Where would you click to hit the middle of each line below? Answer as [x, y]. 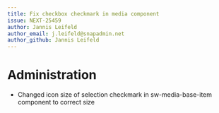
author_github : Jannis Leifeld [53, 40]
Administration [52, 75]
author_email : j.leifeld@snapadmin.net [66, 34]
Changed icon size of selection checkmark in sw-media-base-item [115, 95]
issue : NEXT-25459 [34, 20]
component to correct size [56, 102]
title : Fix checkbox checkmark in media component [83, 14]
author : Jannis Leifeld [42, 27]
